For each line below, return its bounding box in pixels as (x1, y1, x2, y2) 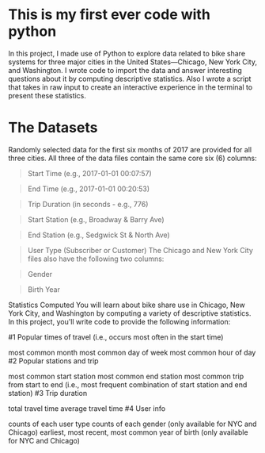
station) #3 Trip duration (8, 388, 88, 397)
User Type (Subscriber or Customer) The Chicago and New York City (27, 245, 253, 255)
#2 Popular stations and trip (8, 355, 99, 366)
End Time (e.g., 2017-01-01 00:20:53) (27, 184, 150, 194)
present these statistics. (8, 90, 87, 100)
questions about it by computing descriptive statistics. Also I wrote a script (8, 74, 252, 83)
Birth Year (27, 284, 61, 294)
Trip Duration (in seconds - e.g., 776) (27, 199, 149, 209)
